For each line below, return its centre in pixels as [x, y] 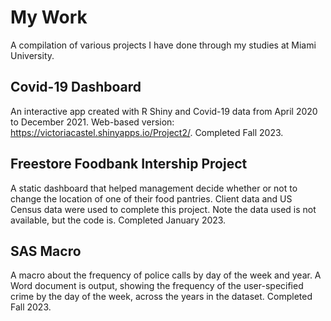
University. [32, 55]
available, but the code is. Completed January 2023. [118, 220]
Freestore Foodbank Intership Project [129, 164]
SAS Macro [46, 251]
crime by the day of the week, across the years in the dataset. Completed [161, 297]
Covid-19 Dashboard [76, 87]
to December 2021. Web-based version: [92, 122]
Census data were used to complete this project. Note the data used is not [163, 209]
